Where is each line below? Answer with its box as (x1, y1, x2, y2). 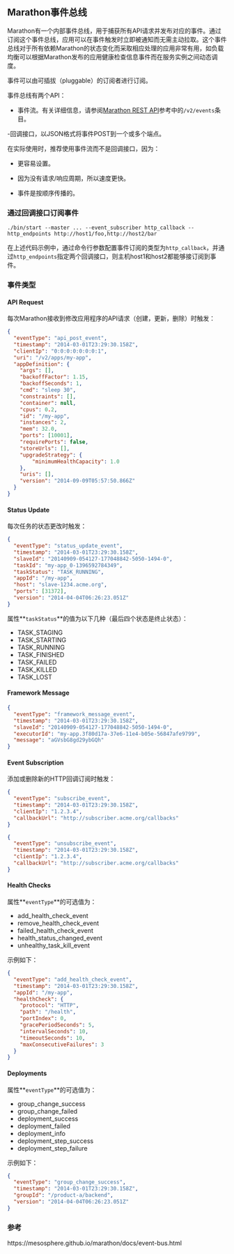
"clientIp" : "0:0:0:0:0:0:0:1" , (13, 348, 108, 355)
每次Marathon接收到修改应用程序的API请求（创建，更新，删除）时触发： (7, 314, 216, 323)
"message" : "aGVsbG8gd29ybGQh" (13, 737, 104, 744)
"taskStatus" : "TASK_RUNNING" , (13, 568, 104, 575)
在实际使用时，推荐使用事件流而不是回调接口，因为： (7, 144, 160, 152)
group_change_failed (17, 1107, 78, 1115)
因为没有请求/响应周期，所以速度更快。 (17, 174, 130, 182)
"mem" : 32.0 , (19, 425, 58, 433)
